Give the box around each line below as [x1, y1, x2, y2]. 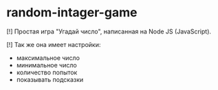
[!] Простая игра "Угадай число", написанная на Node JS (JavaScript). [6, 27, 211, 35]
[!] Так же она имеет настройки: [6, 40, 101, 48]
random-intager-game [6, 5, 138, 20]
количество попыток [16, 68, 78, 76]
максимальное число [16, 53, 80, 62]
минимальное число [16, 61, 77, 69]
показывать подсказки [16, 75, 84, 83]
